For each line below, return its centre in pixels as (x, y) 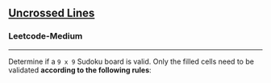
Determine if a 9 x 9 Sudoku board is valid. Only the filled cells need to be (131, 61)
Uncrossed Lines (52, 13)
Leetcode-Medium (46, 36)
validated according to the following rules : (80, 70)
